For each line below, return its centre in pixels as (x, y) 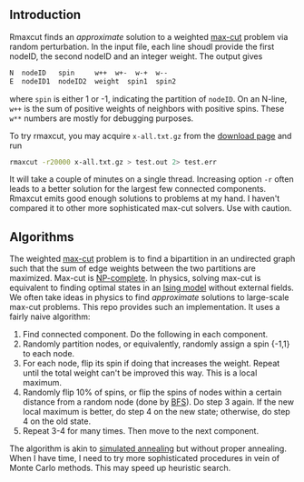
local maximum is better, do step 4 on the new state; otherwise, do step (156, 412)
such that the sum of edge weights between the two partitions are (132, 268)
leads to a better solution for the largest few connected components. (137, 189)
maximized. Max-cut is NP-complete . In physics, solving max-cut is (135, 278)
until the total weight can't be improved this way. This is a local (140, 373)
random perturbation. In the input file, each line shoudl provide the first (142, 46)
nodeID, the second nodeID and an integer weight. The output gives (136, 56)
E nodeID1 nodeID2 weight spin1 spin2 (93, 81)
